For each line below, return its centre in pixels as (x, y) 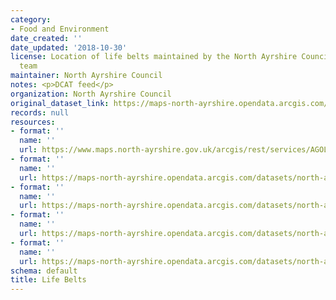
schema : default (44, 271)
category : (31, 19)
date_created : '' (46, 38)
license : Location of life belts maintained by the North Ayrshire (154, 57)
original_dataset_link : (60, 103)
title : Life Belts (48, 280)
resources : (33, 122)
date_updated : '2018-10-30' (69, 47)
